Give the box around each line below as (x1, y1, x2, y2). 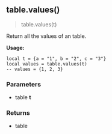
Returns (6, 109, 30, 117)
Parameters (6, 80, 41, 88)
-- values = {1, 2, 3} (6, 66, 63, 72)
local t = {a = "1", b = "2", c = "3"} (6, 55, 107, 62)
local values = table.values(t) (6, 61, 87, 67)
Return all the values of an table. (6, 32, 87, 40)
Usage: (6, 44, 25, 51)
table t (14, 94, 31, 101)
